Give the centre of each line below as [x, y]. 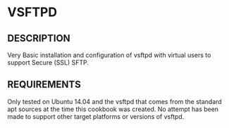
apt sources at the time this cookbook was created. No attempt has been [113, 109]
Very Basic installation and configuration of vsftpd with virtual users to [109, 55]
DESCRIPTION [39, 38]
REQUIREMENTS [44, 85]
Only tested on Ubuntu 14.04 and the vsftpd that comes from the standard [114, 101]
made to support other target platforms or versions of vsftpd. [96, 116]
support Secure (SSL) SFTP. [48, 63]
